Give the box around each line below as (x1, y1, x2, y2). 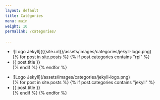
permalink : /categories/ (5, 29, 56, 34)
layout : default (5, 8, 39, 13)
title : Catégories (5, 13, 43, 18)
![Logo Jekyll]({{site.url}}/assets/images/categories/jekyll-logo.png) (12, 49, 152, 54)
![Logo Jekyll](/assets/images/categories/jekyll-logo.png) (12, 74, 130, 80)
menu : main (5, 18, 28, 23)
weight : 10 (5, 24, 28, 29)
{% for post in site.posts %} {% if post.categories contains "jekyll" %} (12, 80, 155, 85)
